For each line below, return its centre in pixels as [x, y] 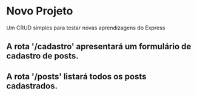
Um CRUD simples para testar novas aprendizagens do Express [86, 28]
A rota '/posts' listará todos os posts [76, 76]
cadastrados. [32, 86]
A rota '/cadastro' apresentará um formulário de [99, 47]
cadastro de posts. [42, 56]
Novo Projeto [40, 11]
